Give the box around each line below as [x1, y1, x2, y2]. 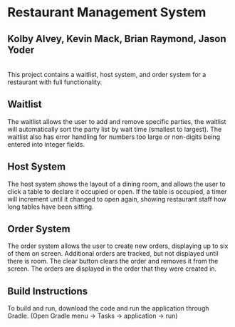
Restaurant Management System [7, 4, 207, 21]
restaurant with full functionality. [7, 78, 103, 86]
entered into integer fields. [7, 140, 85, 148]
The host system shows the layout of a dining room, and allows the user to [7, 180, 226, 188]
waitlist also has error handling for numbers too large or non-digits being [7, 133, 221, 141]
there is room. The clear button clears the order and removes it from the [7, 257, 219, 266]
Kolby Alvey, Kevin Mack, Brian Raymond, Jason [7, 33, 226, 45]
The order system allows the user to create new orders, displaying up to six [7, 242, 229, 250]
